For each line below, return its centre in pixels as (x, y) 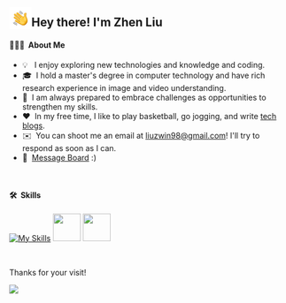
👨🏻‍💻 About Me (37, 45)
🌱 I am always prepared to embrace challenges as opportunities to (144, 97)
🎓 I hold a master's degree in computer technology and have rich (143, 75)
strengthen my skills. (60, 106)
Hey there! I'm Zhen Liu (97, 23)
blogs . (34, 125)
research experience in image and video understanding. (124, 87)
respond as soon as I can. (69, 148)
